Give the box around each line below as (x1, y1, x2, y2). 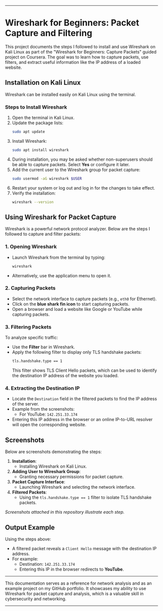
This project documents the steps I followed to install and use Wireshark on (5, 43, 156, 49)
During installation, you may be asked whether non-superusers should (12, 156, 153, 162)
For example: (12, 556, 38, 562)
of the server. (12, 401, 39, 407)
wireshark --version (12, 199, 54, 205)
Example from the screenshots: (12, 406, 75, 412)
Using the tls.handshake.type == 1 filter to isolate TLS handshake (19, 495, 152, 500)
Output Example (5, 523, 55, 532)
